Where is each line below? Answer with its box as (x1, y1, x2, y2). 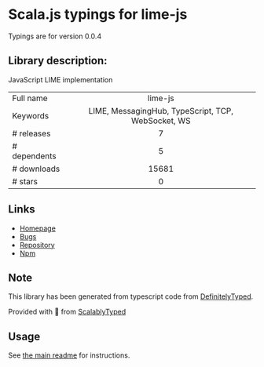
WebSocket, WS (130, 115, 191, 126)
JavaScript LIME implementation (8, 74, 113, 84)
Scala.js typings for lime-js (8, 5, 188, 24)
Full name (12, 93, 49, 104)
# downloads (12, 163, 60, 174)
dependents (12, 151, 57, 162)
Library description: (8, 54, 108, 67)
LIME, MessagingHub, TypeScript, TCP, (88, 105, 234, 116)
